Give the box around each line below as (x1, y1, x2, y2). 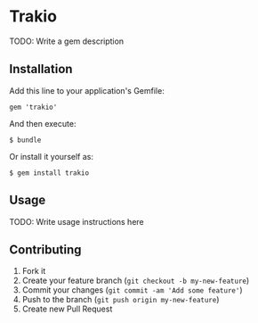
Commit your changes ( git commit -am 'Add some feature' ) (21, 285, 243, 295)
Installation (9, 62, 73, 77)
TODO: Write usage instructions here (9, 216, 144, 227)
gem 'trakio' (9, 103, 58, 112)
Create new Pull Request (21, 303, 113, 314)
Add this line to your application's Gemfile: (9, 85, 165, 95)
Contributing (9, 242, 82, 257)
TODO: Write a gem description (9, 36, 125, 46)
